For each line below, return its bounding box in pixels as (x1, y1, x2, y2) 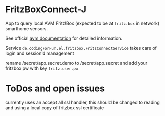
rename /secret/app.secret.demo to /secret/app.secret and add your (5, 60, 148, 66)
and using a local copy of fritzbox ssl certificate (5, 104, 104, 111)
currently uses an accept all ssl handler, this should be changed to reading (5, 99, 160, 105)
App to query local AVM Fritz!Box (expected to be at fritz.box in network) (5, 20, 160, 26)
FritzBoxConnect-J (5, 4, 87, 15)
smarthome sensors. (5, 25, 48, 31)
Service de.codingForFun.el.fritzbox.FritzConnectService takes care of (5, 45, 157, 51)
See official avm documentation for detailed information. (5, 35, 123, 41)
